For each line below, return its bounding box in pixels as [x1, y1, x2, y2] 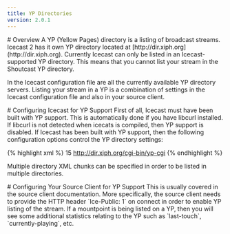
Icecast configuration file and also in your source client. [7, 92, 165, 100]
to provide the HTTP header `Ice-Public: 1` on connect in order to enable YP [7, 197, 222, 205]
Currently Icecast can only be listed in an [64, 50, 180, 58]
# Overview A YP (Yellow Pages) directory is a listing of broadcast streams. [7, 35, 220, 43]
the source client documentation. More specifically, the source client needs [7, 190, 221, 198]
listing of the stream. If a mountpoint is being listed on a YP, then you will [7, 204, 213, 213]
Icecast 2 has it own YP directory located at [7, 43, 131, 51]
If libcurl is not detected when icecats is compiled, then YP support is [7, 120, 205, 129]
